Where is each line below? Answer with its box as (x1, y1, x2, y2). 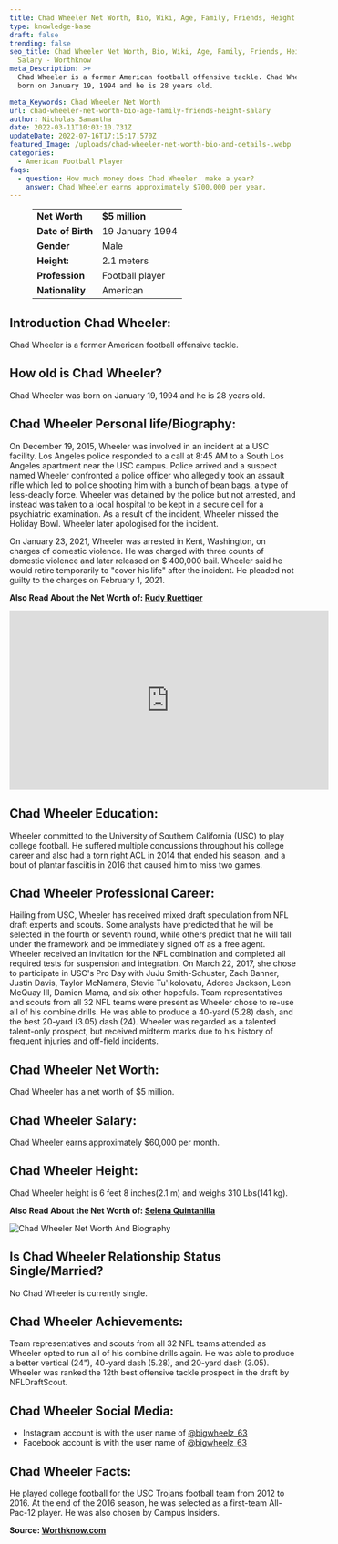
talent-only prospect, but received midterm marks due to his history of (9, 1026, 273, 1037)
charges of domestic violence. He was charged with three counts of (9, 545, 264, 556)
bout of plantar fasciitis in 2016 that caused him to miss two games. (9, 859, 262, 870)
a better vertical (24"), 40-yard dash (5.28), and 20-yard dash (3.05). (9, 1357, 270, 1368)
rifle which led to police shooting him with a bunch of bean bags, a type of (9, 479, 289, 490)
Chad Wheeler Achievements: (9, 1313, 184, 1329)
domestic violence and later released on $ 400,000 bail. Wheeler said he (9, 555, 282, 566)
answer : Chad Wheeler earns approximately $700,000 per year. (26, 182, 267, 191)
